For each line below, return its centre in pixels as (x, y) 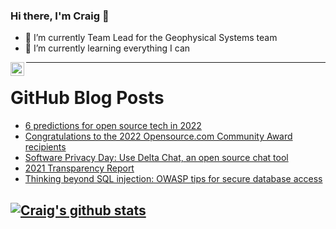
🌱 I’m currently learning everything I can (107, 48)
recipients (45, 147)
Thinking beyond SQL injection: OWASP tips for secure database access (173, 179)
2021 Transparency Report (79, 168)
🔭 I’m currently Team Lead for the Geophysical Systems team (151, 38)
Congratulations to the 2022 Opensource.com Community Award (158, 136)
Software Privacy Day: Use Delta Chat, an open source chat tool (156, 158)
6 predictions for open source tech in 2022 (113, 126)
